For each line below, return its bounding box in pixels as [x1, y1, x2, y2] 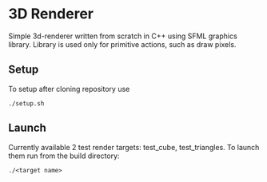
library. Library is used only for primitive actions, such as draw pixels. [8, 39, 237, 49]
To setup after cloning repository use [8, 84, 130, 93]
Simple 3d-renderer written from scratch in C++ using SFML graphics [8, 31, 237, 41]
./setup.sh [8, 99, 45, 108]
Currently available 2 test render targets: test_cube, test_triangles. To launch [8, 142, 260, 152]
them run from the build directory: [8, 151, 120, 160]
